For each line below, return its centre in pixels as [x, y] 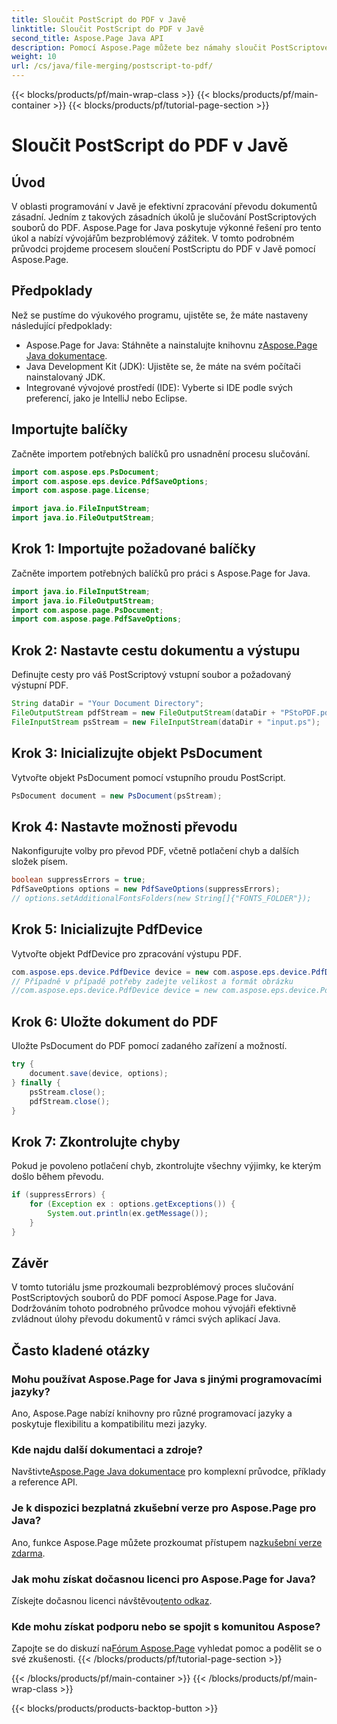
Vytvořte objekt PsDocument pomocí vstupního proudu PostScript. [148, 777]
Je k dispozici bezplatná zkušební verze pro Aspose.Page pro [164, 1508]
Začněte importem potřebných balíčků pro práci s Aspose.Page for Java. [161, 573]
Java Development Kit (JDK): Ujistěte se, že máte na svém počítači [163, 366]
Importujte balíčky [69, 429]
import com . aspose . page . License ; [81, 491]
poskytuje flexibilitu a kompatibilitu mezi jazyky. [109, 1424]
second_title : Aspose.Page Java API [87, 38]
